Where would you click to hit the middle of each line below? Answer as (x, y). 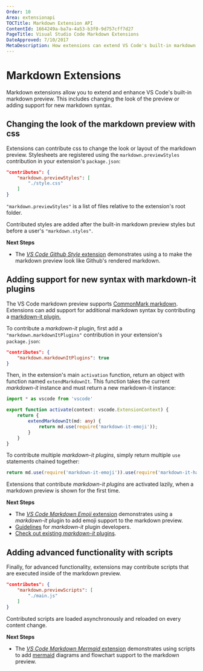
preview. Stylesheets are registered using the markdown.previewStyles (93, 154)
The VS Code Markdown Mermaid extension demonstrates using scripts (105, 649)
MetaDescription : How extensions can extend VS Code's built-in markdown (101, 46)
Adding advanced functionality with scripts (90, 552)
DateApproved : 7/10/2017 (37, 40)
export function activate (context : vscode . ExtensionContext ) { (88, 410)
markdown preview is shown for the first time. (63, 491)
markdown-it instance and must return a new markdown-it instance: (91, 388)
